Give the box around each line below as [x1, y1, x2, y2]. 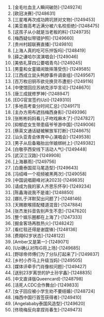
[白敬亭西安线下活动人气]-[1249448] [12, 146, 87, 152]
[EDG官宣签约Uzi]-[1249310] [12, 97, 71, 103]
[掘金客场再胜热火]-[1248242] [12, 220, 74, 226]
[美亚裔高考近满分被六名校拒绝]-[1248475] [12, 23, 100, 29]
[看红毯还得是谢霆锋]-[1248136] [12, 227, 77, 232]
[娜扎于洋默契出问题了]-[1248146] [12, 196, 82, 201]
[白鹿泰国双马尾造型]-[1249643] [12, 165, 78, 170]
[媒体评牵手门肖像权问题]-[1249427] [12, 264, 87, 269]
